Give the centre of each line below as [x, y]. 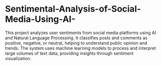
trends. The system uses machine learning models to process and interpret [80, 48]
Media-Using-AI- [40, 19]
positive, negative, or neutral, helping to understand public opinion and [76, 43]
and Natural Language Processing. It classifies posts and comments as [76, 38]
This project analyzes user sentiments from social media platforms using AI [80, 32]
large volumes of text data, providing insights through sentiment [69, 53]
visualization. [18, 58]
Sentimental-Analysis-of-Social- [73, 9]
